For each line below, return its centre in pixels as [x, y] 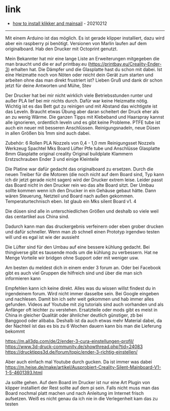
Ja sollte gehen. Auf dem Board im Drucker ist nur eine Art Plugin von [78, 382]
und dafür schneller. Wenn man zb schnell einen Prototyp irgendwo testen [82, 231]
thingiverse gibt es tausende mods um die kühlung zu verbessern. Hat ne [82, 252]
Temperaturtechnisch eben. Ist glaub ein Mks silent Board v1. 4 [71, 201]
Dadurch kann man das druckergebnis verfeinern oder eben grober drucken [84, 226]
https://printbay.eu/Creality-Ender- [125, 64]
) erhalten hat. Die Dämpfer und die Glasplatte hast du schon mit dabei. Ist [85, 69]
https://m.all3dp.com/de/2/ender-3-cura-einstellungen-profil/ [70, 341]
